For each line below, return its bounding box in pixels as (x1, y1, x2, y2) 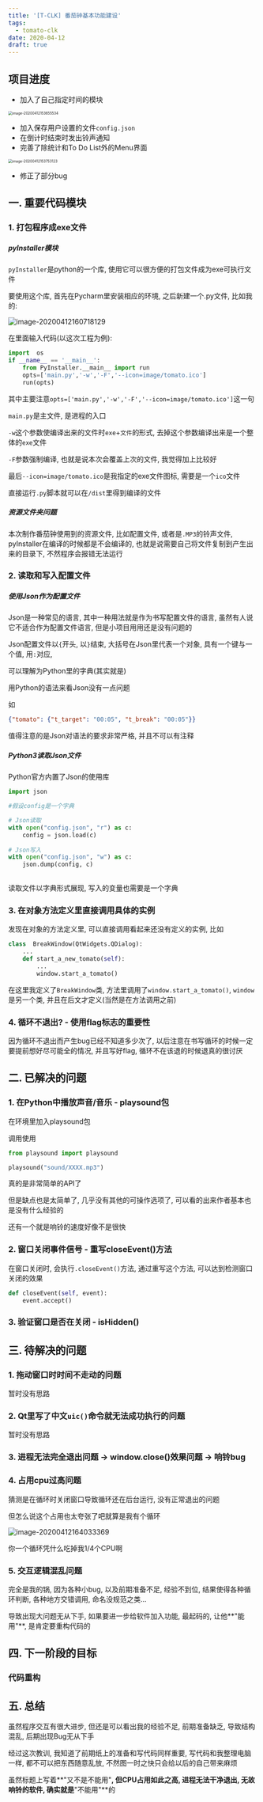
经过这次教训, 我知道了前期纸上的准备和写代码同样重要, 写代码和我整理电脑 (8, 1748, 251, 1758)
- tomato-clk (15, 26, 58, 34)
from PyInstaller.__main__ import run (22, 363, 150, 372)
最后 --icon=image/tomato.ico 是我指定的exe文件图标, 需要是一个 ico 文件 (8, 471, 241, 480)
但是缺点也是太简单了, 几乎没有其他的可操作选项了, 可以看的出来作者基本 (8, 1196, 245, 1205)
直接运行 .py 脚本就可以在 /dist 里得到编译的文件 (8, 487, 162, 497)
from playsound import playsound (8, 1149, 118, 1157)
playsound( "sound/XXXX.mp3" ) (8, 1163, 104, 1171)
